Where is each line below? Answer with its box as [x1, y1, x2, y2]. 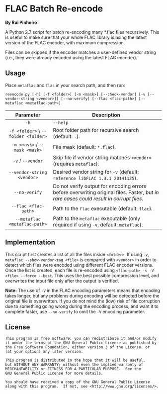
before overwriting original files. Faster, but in [53, 189, 159, 196]
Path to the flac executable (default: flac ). [53, 205, 153, 212]
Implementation [5, 238, 56, 247]
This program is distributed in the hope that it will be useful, [5, 358, 146, 363]
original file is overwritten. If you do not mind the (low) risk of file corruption [5, 298, 161, 304]
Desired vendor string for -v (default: [53, 168, 139, 175]
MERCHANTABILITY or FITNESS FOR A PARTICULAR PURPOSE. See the [5, 367, 141, 372]
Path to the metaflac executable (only [53, 215, 141, 222]
